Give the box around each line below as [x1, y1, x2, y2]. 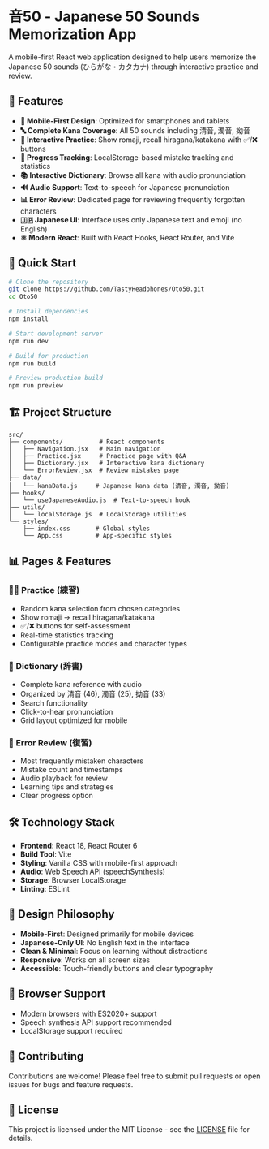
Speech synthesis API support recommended [19, 1017, 172, 1027]
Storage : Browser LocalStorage [19, 875, 126, 885]
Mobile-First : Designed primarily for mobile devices [19, 929, 194, 939]
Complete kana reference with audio [19, 679, 142, 689]
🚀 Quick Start [8, 257, 77, 270]
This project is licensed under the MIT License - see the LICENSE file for [8, 1125, 250, 1134]
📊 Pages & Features [8, 555, 112, 568]
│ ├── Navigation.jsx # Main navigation [8, 445, 161, 453]
